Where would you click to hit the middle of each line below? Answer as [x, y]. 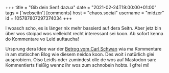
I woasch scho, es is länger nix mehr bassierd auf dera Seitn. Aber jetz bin [83, 28]
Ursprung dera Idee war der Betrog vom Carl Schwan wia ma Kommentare [83, 49]
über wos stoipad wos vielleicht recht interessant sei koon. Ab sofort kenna [84, 33]
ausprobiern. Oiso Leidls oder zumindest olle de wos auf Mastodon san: [81, 60]
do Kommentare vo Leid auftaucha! [42, 39]
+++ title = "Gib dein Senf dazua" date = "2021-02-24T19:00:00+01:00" [81, 7]
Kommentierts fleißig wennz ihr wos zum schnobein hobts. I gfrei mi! [77, 65]
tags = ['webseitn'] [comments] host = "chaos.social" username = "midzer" [85, 13]
